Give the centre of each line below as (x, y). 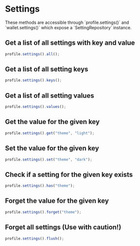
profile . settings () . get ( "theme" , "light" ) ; (50, 133)
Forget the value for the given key (57, 201)
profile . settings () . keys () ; (34, 80)
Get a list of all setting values (50, 96)
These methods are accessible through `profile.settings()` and (67, 22)
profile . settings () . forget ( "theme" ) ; (43, 212)
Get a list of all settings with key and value (70, 43)
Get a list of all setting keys (47, 69)
